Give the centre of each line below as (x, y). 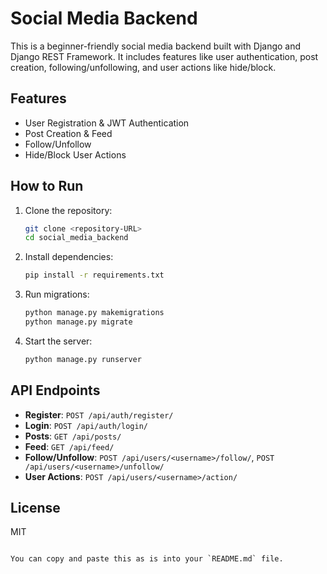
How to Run (47, 186)
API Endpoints (55, 390)
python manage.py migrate (78, 322)
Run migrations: (57, 294)
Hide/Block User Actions (75, 154)
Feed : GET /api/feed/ (69, 446)
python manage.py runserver (83, 359)
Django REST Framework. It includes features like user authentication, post (164, 56)
